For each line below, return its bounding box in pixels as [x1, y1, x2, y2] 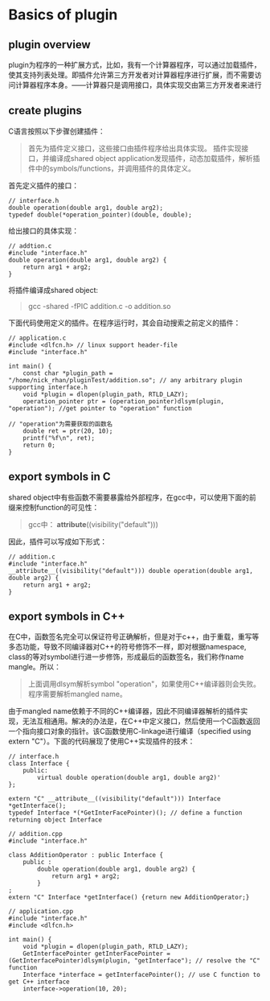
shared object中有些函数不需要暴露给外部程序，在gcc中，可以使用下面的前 [8, 492, 256, 502]
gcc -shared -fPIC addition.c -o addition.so [27, 301, 171, 311]
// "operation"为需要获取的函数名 [8, 420, 113, 428]
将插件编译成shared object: [8, 285, 99, 295]
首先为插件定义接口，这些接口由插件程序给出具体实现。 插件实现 [27, 143, 242, 153]
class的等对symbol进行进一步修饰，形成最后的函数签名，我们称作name [8, 652, 244, 661]
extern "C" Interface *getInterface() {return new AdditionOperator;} [8, 893, 250, 902]
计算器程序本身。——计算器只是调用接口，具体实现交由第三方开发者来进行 [14, 80, 262, 89]
